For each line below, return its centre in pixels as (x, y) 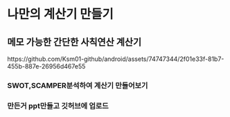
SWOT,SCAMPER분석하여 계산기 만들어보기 (78, 85)
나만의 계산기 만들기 (61, 14)
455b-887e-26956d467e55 (46, 66)
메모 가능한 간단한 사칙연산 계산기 (74, 42)
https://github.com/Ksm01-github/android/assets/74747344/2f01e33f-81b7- (116, 59)
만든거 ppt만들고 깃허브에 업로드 (58, 106)
